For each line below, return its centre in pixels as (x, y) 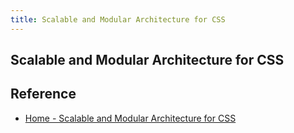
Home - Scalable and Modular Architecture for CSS (130, 118)
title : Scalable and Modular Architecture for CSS (118, 19)
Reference (43, 94)
